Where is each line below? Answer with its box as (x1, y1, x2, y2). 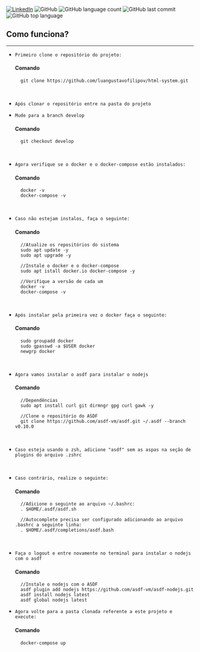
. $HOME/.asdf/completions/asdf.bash (20, 527, 114, 534)
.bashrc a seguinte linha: (14, 522, 82, 528)
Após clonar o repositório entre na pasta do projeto (14, 101, 151, 107)
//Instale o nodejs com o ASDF (20, 581, 98, 587)
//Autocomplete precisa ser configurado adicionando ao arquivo (20, 517, 183, 523)
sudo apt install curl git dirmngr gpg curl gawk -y (20, 403, 154, 409)
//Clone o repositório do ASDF (20, 413, 98, 419)
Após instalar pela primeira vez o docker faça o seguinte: (14, 312, 167, 318)
